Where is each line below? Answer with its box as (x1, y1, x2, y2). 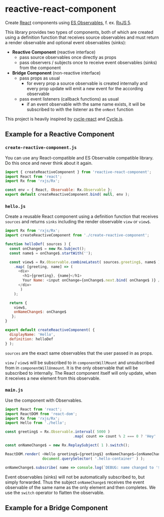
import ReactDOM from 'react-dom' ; (5, 411, 78, 416)
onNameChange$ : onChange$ (14, 310, 67, 314)
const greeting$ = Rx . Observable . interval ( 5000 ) (5, 429, 110, 435)
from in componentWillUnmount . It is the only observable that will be (5, 364, 138, 371)
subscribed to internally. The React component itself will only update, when (5, 370, 157, 376)
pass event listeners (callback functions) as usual (19, 96, 119, 102)
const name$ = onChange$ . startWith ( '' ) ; (9, 251, 93, 256)
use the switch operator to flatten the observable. (5, 490, 105, 495)
